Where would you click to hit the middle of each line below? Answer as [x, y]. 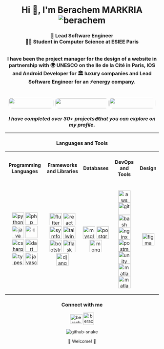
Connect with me [82, 305]
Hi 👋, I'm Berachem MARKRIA [82, 10]
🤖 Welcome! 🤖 [82, 341]
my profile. [82, 125]
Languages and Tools [82, 143]
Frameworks [62, 165]
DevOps [124, 162]
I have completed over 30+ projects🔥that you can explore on [82, 118]
